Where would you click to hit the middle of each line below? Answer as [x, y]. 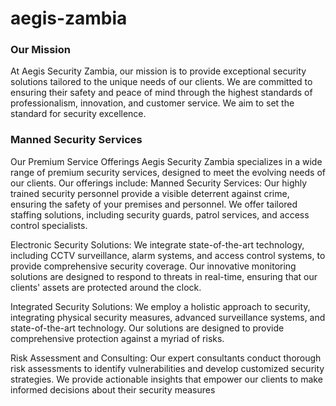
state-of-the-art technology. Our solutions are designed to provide [147, 328]
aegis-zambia [69, 18]
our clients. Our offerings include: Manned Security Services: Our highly [159, 183]
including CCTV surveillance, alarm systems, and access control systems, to [168, 255]
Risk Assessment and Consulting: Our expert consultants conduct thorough [166, 358]
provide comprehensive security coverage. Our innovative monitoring [153, 266]
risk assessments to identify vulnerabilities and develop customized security [167, 368]
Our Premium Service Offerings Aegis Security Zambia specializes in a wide [166, 161]
